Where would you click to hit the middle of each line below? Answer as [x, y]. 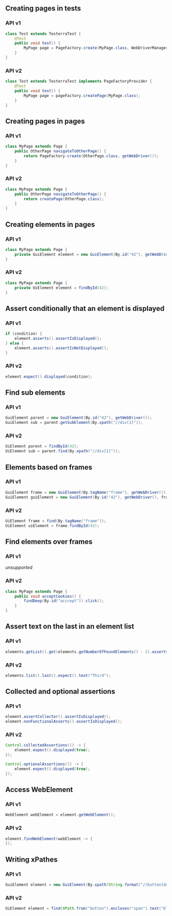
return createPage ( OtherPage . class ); [64, 199]
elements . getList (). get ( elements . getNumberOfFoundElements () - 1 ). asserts [87, 652]
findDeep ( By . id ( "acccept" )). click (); [64, 601]
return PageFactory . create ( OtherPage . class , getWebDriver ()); [91, 156]
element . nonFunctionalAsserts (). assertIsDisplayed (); [64, 722]
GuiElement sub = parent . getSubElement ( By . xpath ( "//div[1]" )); [74, 423]
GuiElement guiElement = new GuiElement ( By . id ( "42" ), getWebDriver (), [82, 497]
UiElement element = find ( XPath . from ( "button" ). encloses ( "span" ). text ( [83, 909]
